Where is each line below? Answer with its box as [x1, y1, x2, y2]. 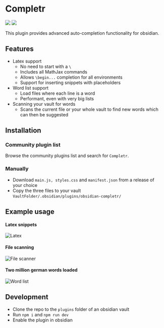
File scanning [5, 244, 34, 250]
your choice [12, 182, 38, 188]
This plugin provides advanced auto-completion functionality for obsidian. [5, 30, 159, 36]
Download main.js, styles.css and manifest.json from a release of [12, 177, 155, 183]
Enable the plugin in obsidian [12, 317, 73, 323]
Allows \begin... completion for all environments [20, 74, 123, 80]
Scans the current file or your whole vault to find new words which [20, 106, 159, 112]
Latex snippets [5, 221, 37, 227]
